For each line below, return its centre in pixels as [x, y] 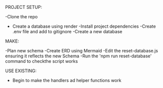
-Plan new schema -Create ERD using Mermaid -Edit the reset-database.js [82, 51]
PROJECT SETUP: [24, 7]
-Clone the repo [21, 17]
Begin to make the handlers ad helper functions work [67, 80]
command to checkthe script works [42, 61]
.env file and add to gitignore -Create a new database [67, 31]
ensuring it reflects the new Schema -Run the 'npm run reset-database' [79, 56]
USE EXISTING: [21, 71]
